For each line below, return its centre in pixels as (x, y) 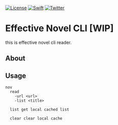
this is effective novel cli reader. (39, 42)
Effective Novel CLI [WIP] (60, 28)
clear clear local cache (36, 119)
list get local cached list (40, 110)
